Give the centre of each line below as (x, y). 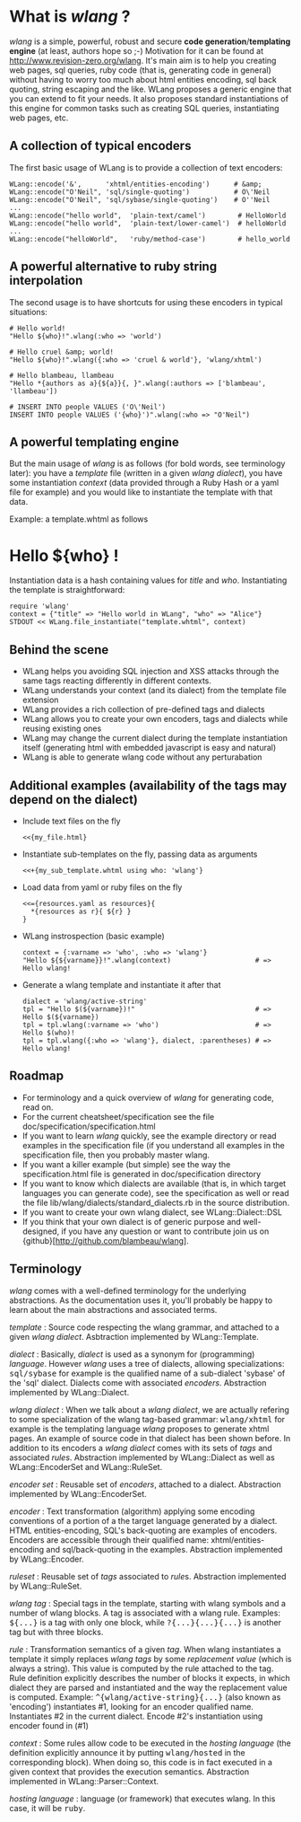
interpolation (46, 281)
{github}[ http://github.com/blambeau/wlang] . (106, 1240)
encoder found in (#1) (49, 1725)
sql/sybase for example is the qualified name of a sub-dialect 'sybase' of (147, 1373)
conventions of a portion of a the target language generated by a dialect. (143, 1520)
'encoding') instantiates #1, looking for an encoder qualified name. (131, 1706)
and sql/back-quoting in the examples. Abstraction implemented (164, 1549)
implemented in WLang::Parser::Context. (84, 1781)
